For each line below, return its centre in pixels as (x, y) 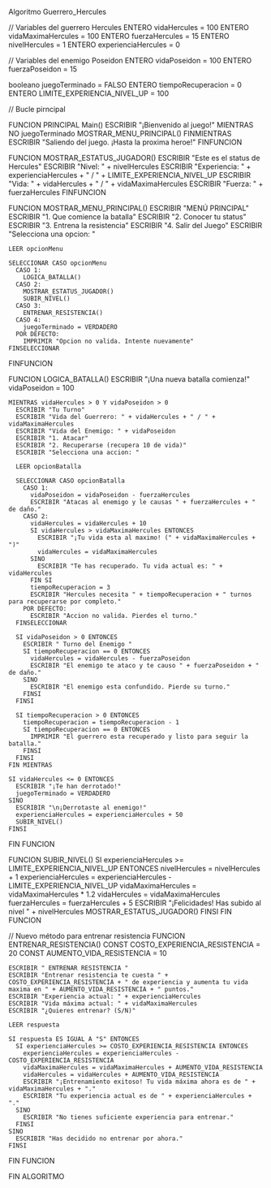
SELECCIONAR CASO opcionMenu (58, 263)
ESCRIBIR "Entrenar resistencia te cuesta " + (88, 975)
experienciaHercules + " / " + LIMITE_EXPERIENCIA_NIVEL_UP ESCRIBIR (130, 175)
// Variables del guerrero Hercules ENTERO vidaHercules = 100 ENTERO (129, 27)
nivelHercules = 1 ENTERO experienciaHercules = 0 (94, 45)
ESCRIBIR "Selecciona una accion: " (77, 452)
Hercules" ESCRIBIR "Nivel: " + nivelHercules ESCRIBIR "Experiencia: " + (130, 166)
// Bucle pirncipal (37, 109)
